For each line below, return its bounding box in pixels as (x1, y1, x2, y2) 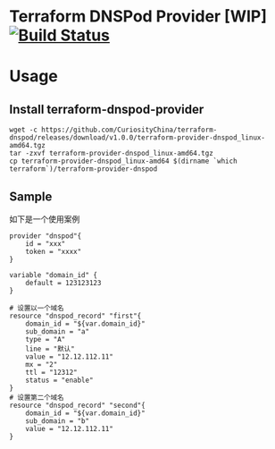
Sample (9, 189, 53, 204)
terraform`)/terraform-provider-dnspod (9, 165, 158, 174)
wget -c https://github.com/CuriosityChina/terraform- (9, 125, 218, 135)
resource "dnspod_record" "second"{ (9, 401, 146, 410)
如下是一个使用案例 (9, 214, 80, 224)
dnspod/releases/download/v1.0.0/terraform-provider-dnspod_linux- (9, 133, 266, 142)
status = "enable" (25, 376, 94, 385)
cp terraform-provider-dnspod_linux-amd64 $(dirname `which (9, 157, 238, 166)
